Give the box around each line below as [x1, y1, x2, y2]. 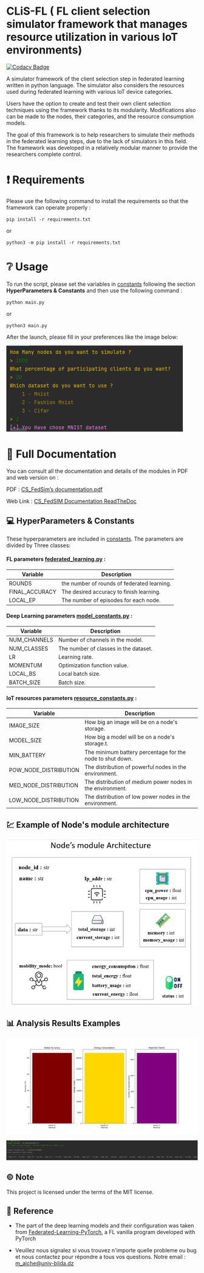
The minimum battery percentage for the [84, 748, 186, 756]
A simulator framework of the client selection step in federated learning [6, 75, 185, 82]
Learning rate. [58, 653, 93, 661]
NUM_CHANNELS [8, 636, 53, 644]
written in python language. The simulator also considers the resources [6, 81, 185, 89]
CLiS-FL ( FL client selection [6, 4, 151, 18]
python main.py [6, 299, 45, 305]
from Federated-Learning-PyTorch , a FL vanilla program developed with [15, 1229, 195, 1236]
